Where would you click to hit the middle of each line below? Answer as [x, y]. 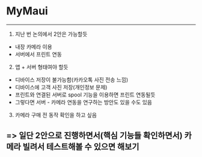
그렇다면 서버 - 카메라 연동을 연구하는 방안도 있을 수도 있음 [83, 102]
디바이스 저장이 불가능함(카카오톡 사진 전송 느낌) [72, 80]
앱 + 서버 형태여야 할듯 [41, 67]
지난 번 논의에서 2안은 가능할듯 [51, 34]
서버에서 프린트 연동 [38, 54]
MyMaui [27, 11]
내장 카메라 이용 [33, 47]
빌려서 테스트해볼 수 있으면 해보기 [81, 147]
